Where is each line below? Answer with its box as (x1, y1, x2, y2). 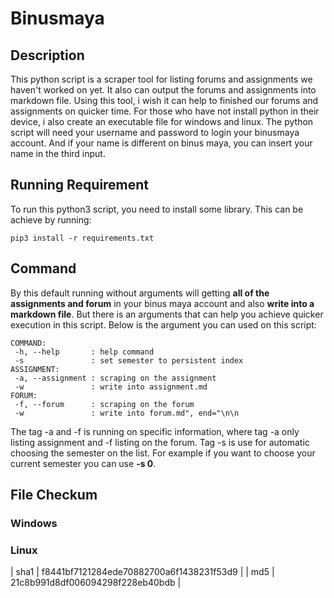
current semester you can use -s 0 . (10, 457, 157, 469)
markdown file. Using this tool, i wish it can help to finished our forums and (10, 95, 319, 106)
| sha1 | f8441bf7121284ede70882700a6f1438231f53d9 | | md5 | (10, 566, 275, 578)
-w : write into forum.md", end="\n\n (14, 408, 240, 418)
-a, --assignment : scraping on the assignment (14, 373, 217, 383)
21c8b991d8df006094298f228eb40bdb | (10, 577, 182, 589)
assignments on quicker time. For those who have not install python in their (10, 105, 320, 117)
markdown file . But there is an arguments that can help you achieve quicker (10, 308, 324, 320)
